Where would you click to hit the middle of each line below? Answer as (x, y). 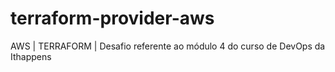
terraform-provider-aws (112, 18)
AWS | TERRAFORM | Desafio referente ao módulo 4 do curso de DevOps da (168, 46)
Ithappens (31, 56)
